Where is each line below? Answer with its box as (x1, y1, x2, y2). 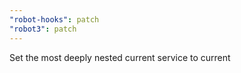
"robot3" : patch (9, 24, 77, 34)
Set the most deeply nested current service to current (9, 51, 231, 63)
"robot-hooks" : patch (9, 14, 100, 25)
